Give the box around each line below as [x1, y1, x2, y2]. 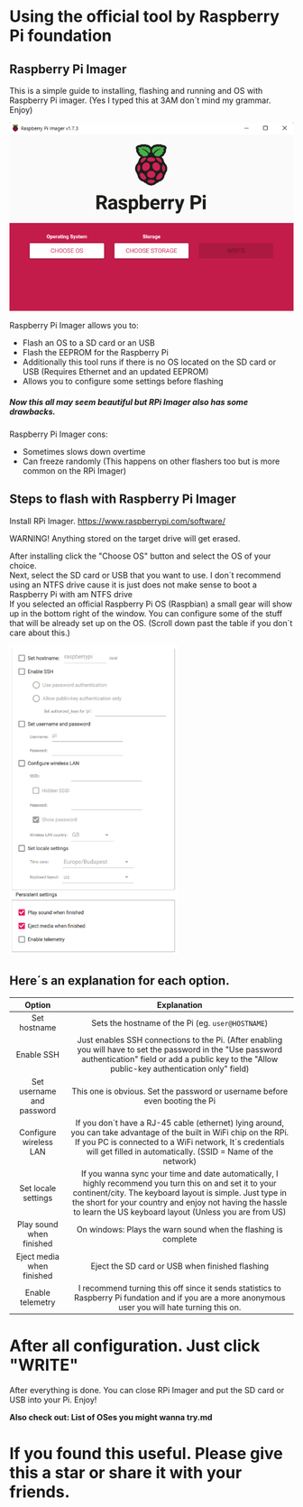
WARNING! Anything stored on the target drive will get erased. [9, 532, 241, 543]
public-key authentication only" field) [109, 1063, 250, 1075]
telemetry [19, 1297, 56, 1308]
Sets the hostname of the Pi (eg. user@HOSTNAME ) [91, 1017, 269, 1028]
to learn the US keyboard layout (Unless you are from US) [73, 1207, 287, 1217]
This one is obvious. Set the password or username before [71, 1086, 289, 1096]
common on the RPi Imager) [22, 465, 127, 476]
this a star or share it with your [9, 1463, 243, 1484]
